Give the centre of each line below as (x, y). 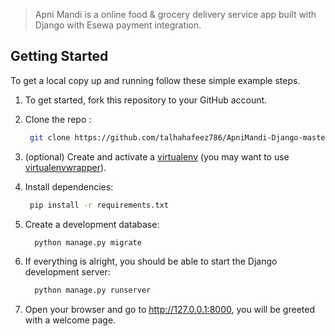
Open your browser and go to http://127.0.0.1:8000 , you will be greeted (169, 310)
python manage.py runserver (93, 290)
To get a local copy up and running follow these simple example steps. (155, 80)
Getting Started (59, 56)
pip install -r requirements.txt (99, 205)
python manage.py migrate (88, 242)
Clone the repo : (58, 119)
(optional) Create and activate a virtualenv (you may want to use (157, 156)
